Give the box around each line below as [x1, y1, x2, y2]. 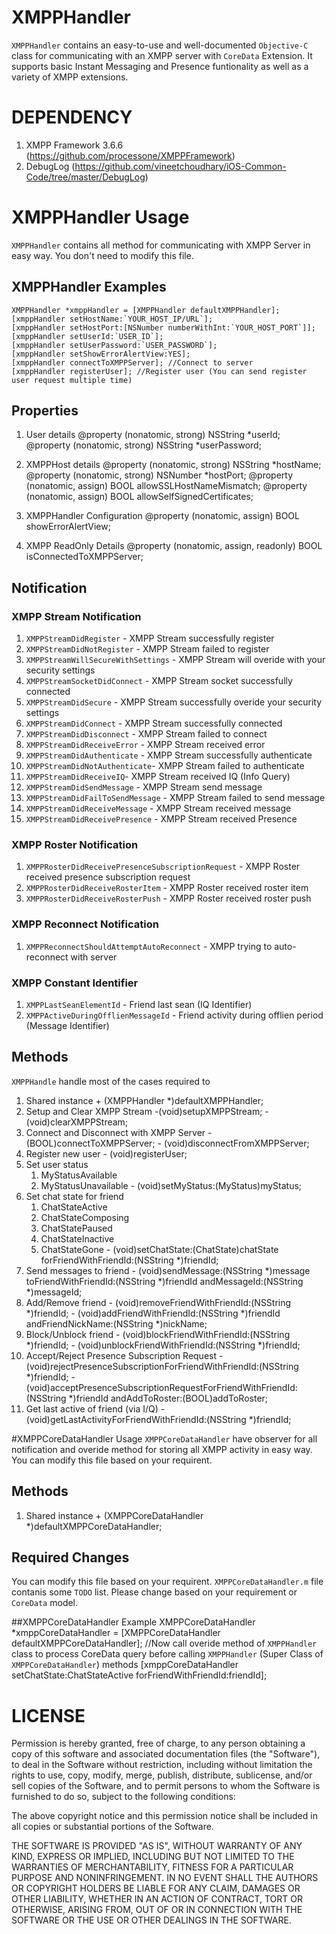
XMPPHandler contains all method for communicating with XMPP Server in [11, 239, 311, 251]
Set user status [25, 1158, 89, 1170]
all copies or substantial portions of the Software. [11, 1821, 214, 1833]
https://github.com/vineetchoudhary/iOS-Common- [74, 160, 287, 172]
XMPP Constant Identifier [11, 976, 139, 990]
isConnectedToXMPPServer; [25, 551, 144, 563]
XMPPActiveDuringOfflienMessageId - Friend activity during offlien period [25, 1009, 324, 1021]
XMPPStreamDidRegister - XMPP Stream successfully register [25, 632, 275, 645]
